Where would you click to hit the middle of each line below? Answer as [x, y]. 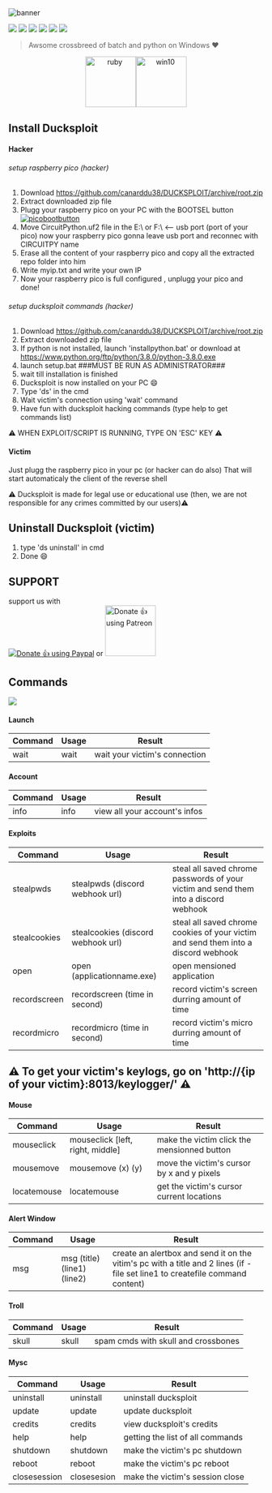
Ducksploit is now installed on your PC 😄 [89, 383]
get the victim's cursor [200, 1186]
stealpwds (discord [108, 883]
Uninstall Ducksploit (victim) [82, 528]
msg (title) [81, 1259]
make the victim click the [204, 1140]
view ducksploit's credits [171, 1424]
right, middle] [96, 1150]
